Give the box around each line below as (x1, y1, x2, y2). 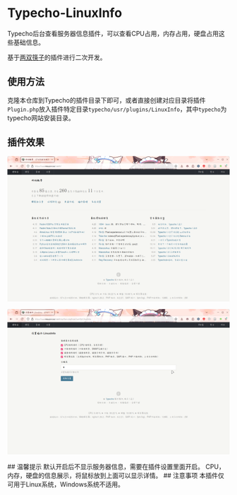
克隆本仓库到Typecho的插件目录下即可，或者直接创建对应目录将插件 (7, 95, 206, 104)
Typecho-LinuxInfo (7, 5, 122, 21)
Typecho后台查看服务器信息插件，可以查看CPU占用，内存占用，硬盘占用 (7, 29, 219, 37)
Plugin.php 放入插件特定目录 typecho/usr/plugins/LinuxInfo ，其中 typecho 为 (7, 105, 227, 113)
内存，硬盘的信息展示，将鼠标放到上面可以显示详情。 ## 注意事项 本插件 (7, 472, 219, 480)
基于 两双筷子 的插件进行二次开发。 (7, 53, 107, 62)
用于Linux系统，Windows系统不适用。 (13, 480, 125, 489)
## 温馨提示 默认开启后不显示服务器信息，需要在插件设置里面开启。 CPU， (7, 462, 226, 471)
